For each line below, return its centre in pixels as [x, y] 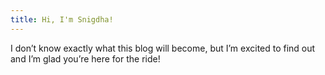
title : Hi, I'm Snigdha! [62, 19]
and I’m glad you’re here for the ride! [85, 58]
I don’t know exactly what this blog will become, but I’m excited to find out [163, 48]
